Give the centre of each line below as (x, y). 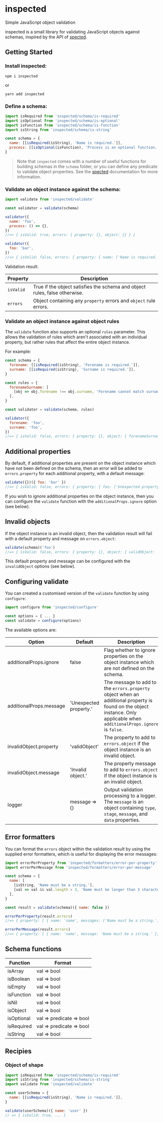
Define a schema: (26, 106)
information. (29, 177)
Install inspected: (26, 66)
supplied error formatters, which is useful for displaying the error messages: (81, 854)
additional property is (128, 700)
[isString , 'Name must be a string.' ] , (54, 885)
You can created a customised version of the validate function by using (77, 594)
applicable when (123, 718)
